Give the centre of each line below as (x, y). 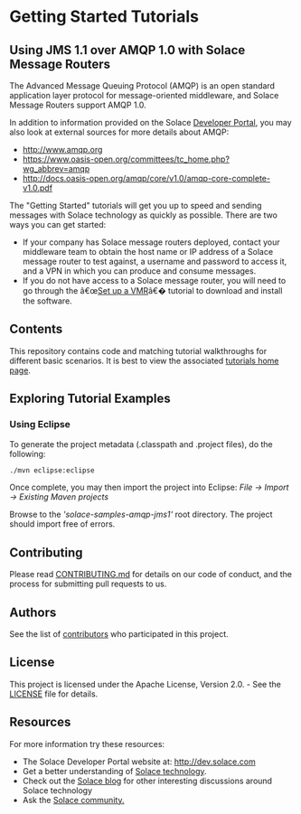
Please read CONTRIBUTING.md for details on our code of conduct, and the (150, 575)
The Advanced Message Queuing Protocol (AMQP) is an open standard (142, 86)
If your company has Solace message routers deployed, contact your (151, 242)
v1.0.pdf (37, 188)
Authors (33, 612)
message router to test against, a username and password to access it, (155, 261)
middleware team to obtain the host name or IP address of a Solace (148, 252)
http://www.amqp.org (62, 150)
